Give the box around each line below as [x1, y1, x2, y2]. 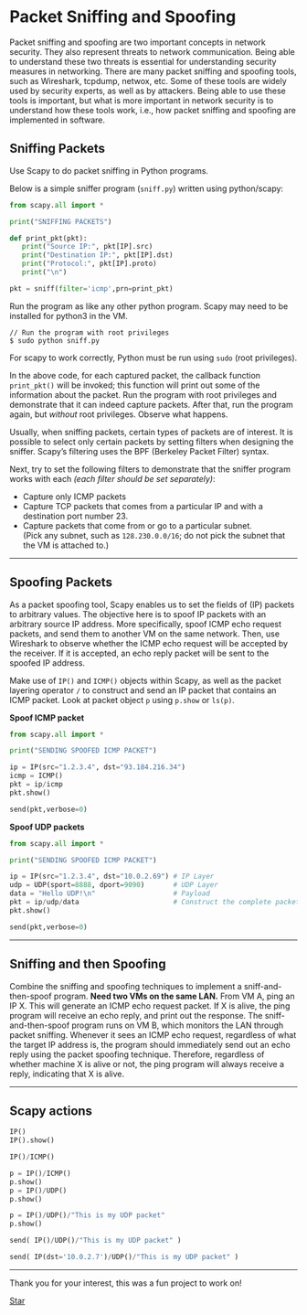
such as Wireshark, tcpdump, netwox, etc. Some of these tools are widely [9, 75, 288, 86]
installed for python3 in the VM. [9, 310, 128, 321]
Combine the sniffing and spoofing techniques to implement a [9, 980, 242, 991]
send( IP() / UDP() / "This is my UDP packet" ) [9, 1236, 182, 1246]
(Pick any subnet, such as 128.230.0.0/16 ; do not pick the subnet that [22, 529, 286, 540]
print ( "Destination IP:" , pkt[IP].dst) [21, 251, 174, 260]
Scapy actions [9, 1103, 93, 1118]
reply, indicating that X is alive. [9, 1068, 125, 1079]
